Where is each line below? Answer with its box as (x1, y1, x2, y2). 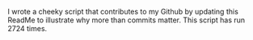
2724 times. (7, 24, 48, 33)
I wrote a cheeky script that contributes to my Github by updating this (7, 7, 239, 16)
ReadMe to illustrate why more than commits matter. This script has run (7, 15, 246, 25)
